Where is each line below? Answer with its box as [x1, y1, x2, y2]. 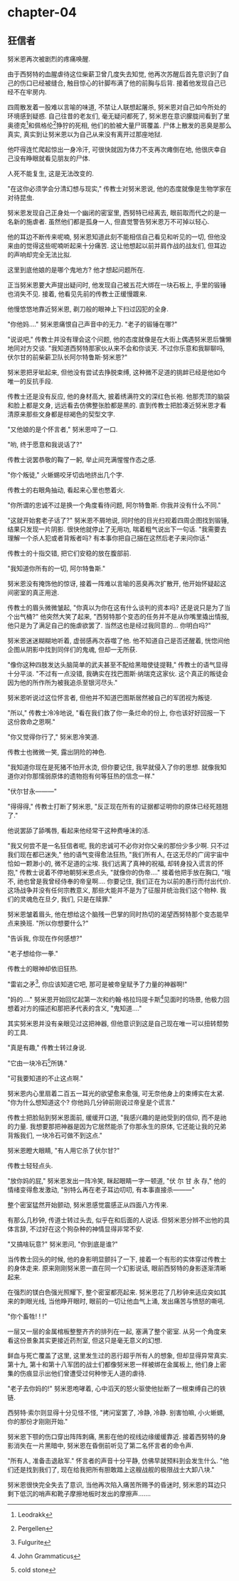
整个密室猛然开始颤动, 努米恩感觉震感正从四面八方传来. [7, 1200, 169, 1209]
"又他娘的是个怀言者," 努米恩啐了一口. [7, 425, 118, 434]
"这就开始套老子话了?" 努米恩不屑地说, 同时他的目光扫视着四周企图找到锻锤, [7, 516, 230, 524]
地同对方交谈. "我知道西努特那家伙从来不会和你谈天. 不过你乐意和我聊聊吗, [7, 344, 225, 352]
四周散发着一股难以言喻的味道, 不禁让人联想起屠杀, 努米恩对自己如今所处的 [7, 103, 226, 111]
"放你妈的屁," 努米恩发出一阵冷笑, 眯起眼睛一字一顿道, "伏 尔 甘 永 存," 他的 [7, 1176, 226, 1185]
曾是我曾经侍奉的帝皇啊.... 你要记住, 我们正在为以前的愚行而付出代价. [29, 876, 231, 885]
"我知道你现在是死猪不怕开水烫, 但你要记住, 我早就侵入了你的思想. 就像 [7, 762, 215, 771]
